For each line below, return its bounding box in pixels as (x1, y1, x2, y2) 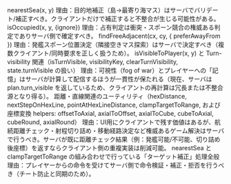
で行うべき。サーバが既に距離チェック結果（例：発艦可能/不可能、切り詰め (7, 135, 221, 143)
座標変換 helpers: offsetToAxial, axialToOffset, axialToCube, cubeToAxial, (7, 110, 214, 117)
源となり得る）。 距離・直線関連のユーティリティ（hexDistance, (7, 92, 188, 100)
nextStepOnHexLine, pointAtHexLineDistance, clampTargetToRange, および (7, 101, 221, 109)
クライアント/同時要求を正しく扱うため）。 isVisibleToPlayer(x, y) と (12, 49, 205, 57)
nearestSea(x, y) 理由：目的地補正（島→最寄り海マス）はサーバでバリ (7, 6, 207, 14)
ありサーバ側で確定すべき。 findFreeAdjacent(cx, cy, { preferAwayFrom (19, 32, 221, 40)
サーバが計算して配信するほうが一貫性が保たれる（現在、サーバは (25, 75, 212, 83)
